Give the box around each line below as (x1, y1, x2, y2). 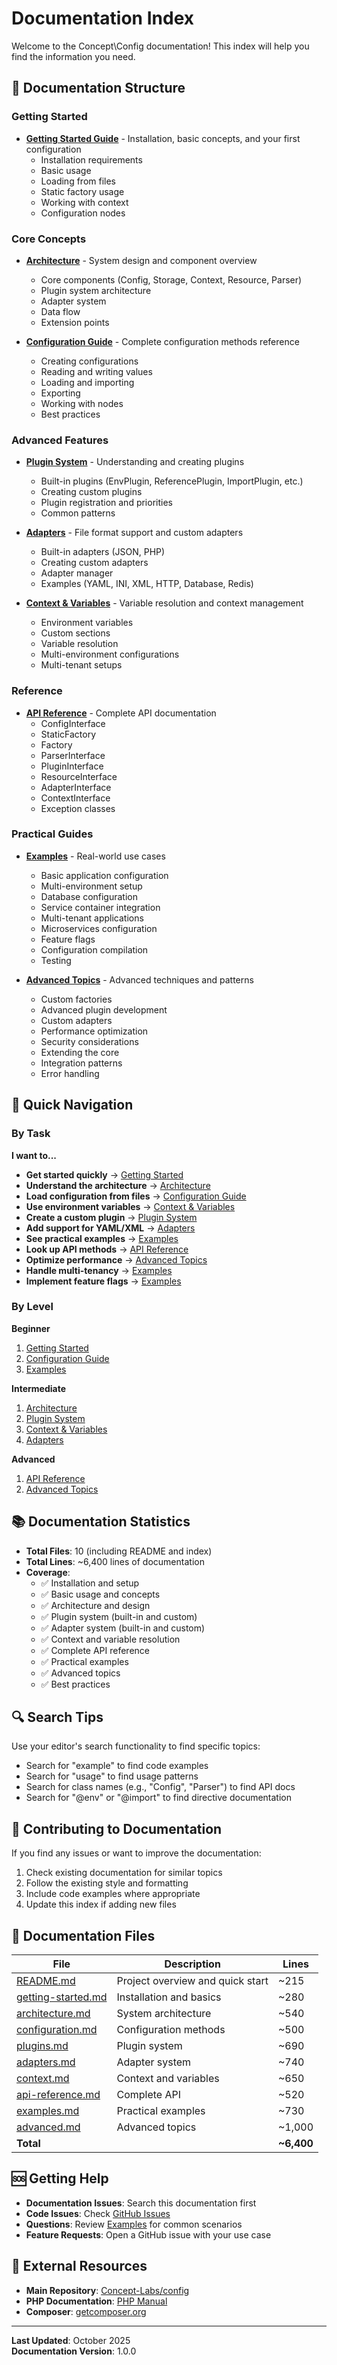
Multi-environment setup (40, 880, 143, 892)
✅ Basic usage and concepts (40, 1588, 161, 1600)
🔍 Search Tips (11, 1709, 104, 1726)
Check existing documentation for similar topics (25, 1867, 223, 1879)
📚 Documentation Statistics (11, 1513, 191, 1531)
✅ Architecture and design (40, 1599, 151, 1611)
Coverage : (25, 1566, 71, 1578)
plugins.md (16, 2039, 69, 2053)
